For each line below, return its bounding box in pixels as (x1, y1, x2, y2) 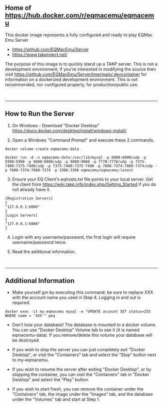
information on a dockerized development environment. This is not (5, 76, 138, 82)
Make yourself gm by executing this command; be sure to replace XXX (12, 290, 154, 295)
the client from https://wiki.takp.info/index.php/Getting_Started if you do (12, 181, 156, 187)
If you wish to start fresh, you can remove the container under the (12, 386, 144, 392)
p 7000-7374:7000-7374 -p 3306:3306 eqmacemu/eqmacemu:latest (5, 167, 133, 173)
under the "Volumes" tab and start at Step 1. (12, 396, 100, 402)
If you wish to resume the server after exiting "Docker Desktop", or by (12, 366, 151, 373)
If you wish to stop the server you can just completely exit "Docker (12, 347, 146, 353)
